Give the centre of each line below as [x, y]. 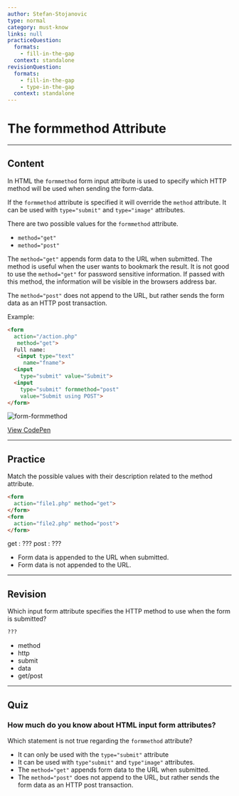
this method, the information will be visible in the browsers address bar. [112, 281]
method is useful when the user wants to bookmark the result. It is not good [118, 266]
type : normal [27, 21]
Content [26, 164]
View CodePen [29, 430]
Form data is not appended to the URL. [74, 565]
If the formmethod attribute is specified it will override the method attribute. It [117, 202]
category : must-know [38, 27]
